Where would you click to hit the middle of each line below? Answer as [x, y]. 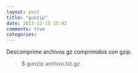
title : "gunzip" [27, 18]
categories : [21, 35]
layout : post [23, 12]
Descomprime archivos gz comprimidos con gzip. [69, 52]
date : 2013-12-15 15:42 [37, 23]
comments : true [26, 29]
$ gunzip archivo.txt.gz [51, 64]
